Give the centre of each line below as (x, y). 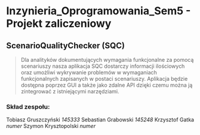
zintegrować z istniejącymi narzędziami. (70, 91)
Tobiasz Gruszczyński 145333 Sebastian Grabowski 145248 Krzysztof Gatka (100, 120)
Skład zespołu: (28, 106)
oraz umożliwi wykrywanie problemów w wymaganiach (89, 72)
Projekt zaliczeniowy (59, 23)
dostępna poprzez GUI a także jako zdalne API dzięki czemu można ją (107, 85)
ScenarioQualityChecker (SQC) (66, 45)
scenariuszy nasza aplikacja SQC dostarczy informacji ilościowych (103, 66)
